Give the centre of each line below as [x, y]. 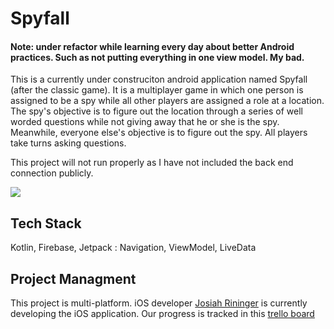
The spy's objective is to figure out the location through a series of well [156, 111]
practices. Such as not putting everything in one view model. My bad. [157, 57]
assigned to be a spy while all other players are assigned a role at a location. [167, 101]
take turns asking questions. [68, 143]
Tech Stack [46, 223]
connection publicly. [52, 173]
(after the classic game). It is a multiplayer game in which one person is [157, 90]
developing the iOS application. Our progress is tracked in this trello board [162, 314]
